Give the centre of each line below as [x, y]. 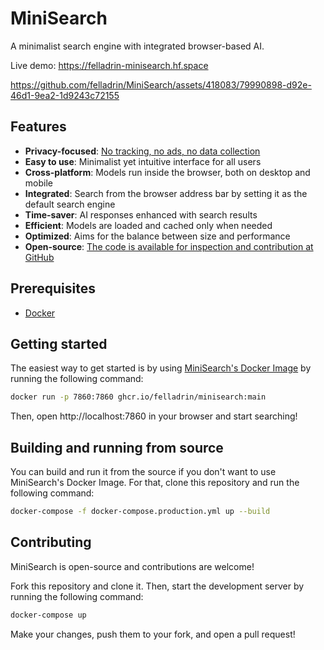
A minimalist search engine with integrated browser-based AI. [137, 46]
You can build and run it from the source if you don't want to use [143, 472]
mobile [38, 183]
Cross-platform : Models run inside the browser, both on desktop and [167, 172]
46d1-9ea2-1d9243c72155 [65, 95]
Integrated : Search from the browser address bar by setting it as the [166, 193]
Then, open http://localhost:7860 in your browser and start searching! [154, 416]
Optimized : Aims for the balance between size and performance [157, 236]
